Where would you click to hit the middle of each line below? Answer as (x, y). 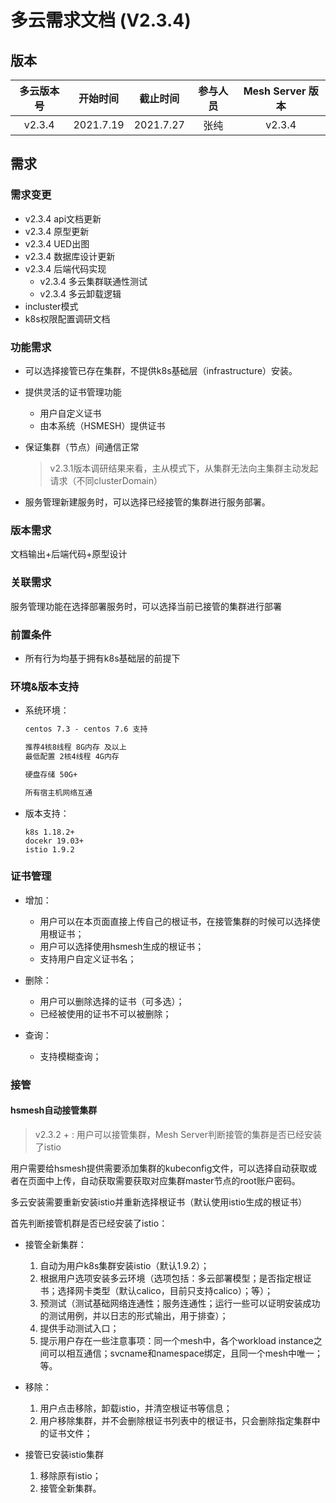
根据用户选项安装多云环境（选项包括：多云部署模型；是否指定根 (171, 1278)
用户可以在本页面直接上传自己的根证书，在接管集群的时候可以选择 (175, 921)
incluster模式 (51, 306)
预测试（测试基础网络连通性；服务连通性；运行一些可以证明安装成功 (180, 1303)
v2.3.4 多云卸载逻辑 (80, 293)
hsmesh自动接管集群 (54, 1110)
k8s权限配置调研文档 (67, 318)
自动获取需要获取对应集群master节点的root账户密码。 (190, 1180)
